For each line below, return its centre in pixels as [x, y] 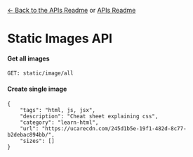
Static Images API [60, 39]
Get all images [29, 58]
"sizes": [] [37, 141]
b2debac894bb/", [31, 134]
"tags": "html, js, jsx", [58, 110]
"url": [29, 128]
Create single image [37, 89]
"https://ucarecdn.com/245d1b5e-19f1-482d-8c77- [114, 128]
